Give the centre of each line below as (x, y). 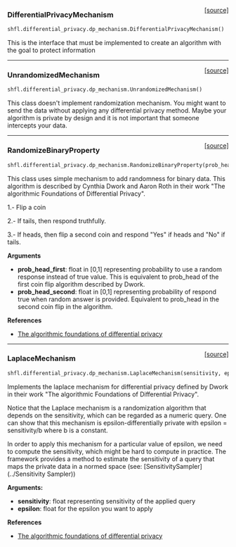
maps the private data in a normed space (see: (75, 466)
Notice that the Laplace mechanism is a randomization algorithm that (107, 408)
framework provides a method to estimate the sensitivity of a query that (111, 459)
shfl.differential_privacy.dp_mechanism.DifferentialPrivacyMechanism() (116, 30)
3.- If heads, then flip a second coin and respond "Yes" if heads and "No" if (116, 234)
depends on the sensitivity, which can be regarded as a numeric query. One (117, 415)
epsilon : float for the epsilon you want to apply (85, 508)
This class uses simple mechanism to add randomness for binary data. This (117, 178)
